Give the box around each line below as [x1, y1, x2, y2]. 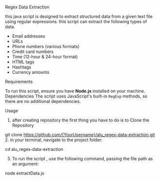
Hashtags [12, 64, 32, 70]
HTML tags [12, 59, 35, 65]
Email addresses [12, 33, 45, 39]
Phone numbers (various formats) [12, 44, 80, 49]
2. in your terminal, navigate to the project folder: [5, 137, 103, 143]
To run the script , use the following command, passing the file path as [12, 156, 153, 162]
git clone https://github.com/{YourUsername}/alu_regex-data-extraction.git [5, 132, 155, 137]
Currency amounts [12, 69, 49, 75]
